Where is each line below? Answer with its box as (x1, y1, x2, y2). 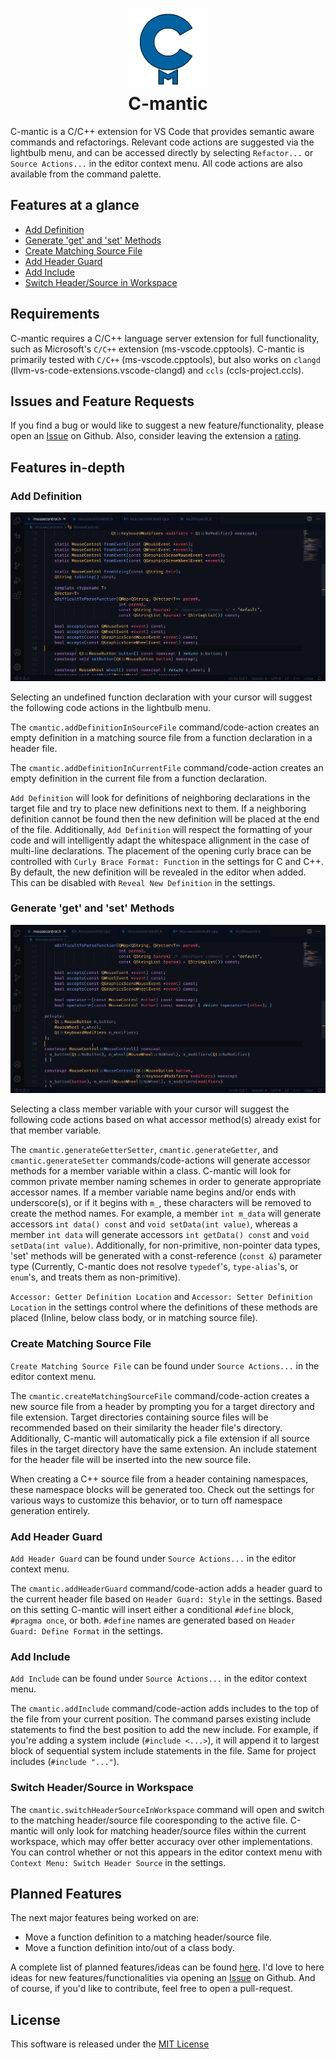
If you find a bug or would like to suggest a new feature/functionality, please (10, 419, 325, 432)
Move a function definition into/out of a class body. (24, 1942, 235, 1954)
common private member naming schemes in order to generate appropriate (10, 1176, 322, 1188)
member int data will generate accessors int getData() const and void (10, 1229, 310, 1241)
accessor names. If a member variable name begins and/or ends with (10, 1186, 297, 1198)
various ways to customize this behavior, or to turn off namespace (10, 1494, 283, 1506)
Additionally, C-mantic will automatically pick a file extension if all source (10, 1432, 310, 1444)
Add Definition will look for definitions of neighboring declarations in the (10, 791, 311, 803)
